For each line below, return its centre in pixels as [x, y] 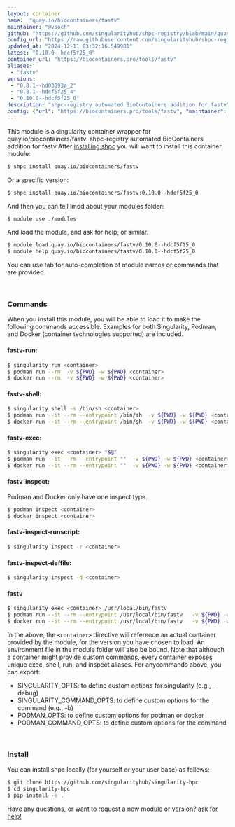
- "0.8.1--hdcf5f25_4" [43, 92]
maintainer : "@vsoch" [39, 27]
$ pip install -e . [36, 795]
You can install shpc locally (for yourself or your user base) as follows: [108, 770]
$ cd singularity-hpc [39, 789]
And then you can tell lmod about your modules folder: [86, 206]
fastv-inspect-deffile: [40, 563]
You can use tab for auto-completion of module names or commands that [113, 265]
